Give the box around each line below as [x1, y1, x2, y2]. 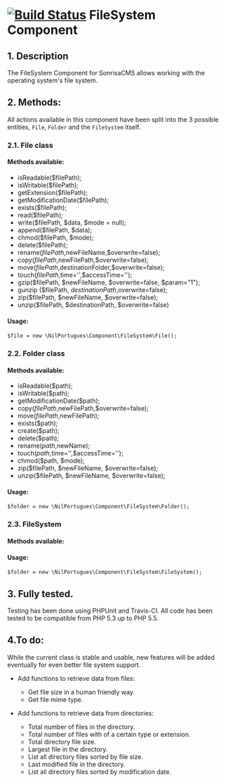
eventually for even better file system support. [7, 660, 141, 669]
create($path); [17, 427, 60, 435]
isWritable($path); [17, 389, 70, 398]
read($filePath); [17, 211, 63, 219]
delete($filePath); [17, 240, 68, 249]
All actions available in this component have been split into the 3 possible [7, 115, 219, 123]
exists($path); [17, 419, 58, 427]
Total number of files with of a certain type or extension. [27, 729, 191, 739]
